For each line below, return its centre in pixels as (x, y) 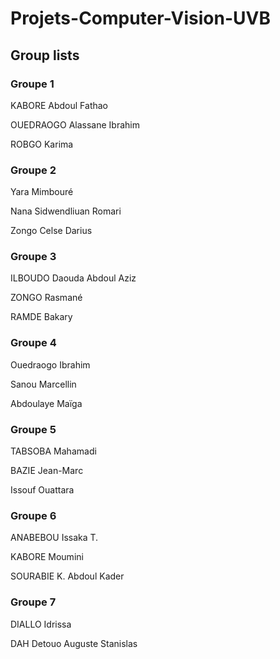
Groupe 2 (33, 170)
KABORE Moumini (47, 557)
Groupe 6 (33, 515)
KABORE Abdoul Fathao (59, 105)
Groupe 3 (33, 257)
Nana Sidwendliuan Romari (66, 211)
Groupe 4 (33, 343)
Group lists (45, 55)
